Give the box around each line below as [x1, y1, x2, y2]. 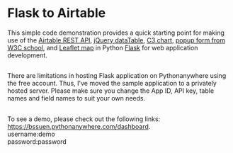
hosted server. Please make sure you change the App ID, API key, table [7, 86, 215, 95]
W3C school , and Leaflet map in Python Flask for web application [7, 43, 198, 52]
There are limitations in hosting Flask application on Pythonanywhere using [7, 72, 227, 80]
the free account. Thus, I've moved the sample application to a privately [7, 79, 217, 88]
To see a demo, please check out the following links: [7, 115, 161, 123]
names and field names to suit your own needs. [7, 94, 146, 103]
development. [7, 51, 47, 59]
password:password [7, 137, 67, 146]
